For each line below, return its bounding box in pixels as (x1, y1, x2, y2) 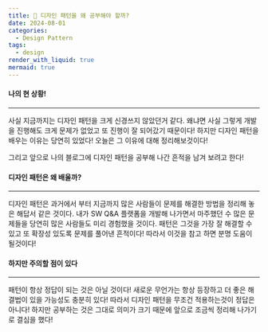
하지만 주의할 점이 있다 (8, 258, 78, 268)
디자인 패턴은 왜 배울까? (8, 172, 82, 182)
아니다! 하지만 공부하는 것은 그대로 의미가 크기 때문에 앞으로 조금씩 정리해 (8, 305, 236, 314)
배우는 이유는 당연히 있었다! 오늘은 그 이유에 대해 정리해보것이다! (8, 135, 209, 145)
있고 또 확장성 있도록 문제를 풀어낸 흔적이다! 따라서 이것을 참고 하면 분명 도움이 (8, 228, 253, 239)
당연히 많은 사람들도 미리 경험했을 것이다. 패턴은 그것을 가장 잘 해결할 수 (29, 219, 253, 228)
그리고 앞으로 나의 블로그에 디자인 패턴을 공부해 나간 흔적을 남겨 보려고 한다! (8, 152, 245, 162)
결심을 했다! (16, 315, 53, 325)
